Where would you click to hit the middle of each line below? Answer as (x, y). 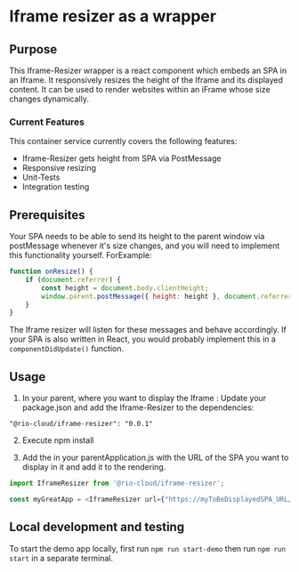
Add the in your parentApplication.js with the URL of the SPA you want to (155, 458)
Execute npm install (58, 440)
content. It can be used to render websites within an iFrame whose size (140, 89)
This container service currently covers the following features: (123, 141)
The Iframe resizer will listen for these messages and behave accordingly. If (148, 330)
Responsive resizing (59, 168)
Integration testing (56, 187)
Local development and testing (97, 527)
